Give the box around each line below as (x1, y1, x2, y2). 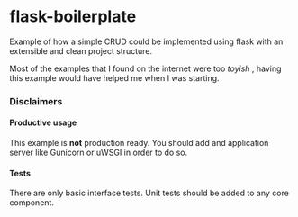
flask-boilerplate (9, 6, 137, 27)
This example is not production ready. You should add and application (9, 138, 269, 149)
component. (9, 197, 54, 208)
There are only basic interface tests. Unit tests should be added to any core (9, 187, 290, 199)
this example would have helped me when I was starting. (9, 72, 220, 83)
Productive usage (9, 117, 77, 128)
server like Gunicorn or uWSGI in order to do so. (9, 147, 188, 158)
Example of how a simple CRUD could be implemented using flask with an (9, 36, 284, 47)
